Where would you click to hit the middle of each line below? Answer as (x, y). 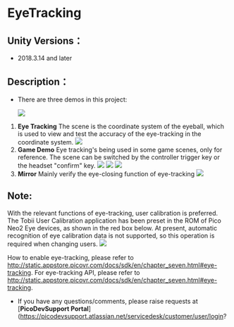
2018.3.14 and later (45, 58)
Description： (38, 82)
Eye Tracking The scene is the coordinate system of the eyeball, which (121, 126)
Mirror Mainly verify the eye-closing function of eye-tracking (106, 173)
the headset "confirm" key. (57, 165)
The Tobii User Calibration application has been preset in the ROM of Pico (115, 221)
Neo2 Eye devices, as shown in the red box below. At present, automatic (112, 228)
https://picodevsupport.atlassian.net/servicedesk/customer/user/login (122, 316)
